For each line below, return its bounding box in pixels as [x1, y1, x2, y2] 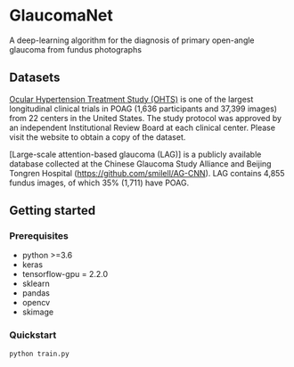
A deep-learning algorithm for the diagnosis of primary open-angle [9, 35, 256, 45]
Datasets [9, 70, 61, 86]
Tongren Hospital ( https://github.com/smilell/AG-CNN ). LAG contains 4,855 [9, 167, 285, 178]
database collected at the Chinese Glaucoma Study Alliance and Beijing [9, 158, 272, 169]
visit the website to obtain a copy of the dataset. [9, 131, 186, 143]
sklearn [21, 278, 51, 290]
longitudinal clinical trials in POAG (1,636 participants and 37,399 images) [9, 103, 278, 114]
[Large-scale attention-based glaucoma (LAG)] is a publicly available [9, 149, 262, 159]
